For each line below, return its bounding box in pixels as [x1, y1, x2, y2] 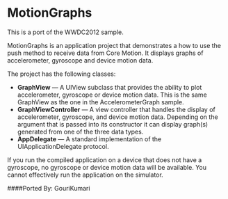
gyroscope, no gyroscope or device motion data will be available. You [7, 163, 207, 171]
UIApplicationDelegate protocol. [17, 142, 109, 150]
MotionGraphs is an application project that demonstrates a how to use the [7, 41, 221, 49]
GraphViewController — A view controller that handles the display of [17, 105, 215, 113]
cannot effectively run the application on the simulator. [7, 170, 163, 179]
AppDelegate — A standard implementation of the [17, 134, 162, 143]
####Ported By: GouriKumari [7, 184, 90, 192]
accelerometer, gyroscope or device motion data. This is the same [17, 90, 207, 99]
